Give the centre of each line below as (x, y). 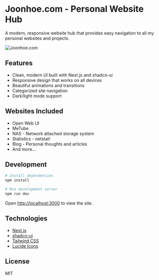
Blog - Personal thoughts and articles (50, 144)
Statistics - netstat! (31, 139)
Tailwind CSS (25, 241)
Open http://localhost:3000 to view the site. (49, 203)
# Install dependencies (29, 176)
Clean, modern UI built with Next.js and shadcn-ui (62, 75)
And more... (24, 149)
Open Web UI (26, 123)
